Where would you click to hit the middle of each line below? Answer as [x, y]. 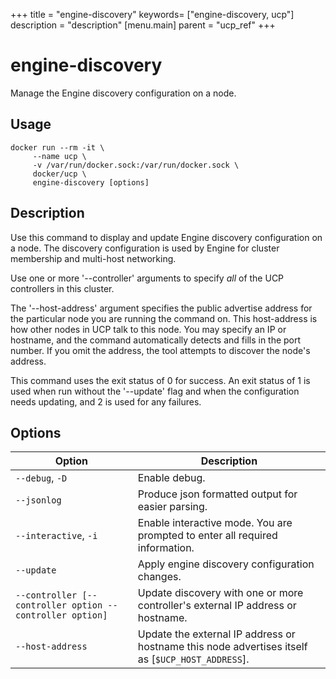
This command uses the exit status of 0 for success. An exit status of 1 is [160, 380]
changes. [159, 577]
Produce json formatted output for [217, 494]
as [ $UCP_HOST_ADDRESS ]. [193, 659]
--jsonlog [38, 500]
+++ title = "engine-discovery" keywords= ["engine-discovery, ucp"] [152, 14]
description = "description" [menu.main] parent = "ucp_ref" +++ [143, 25]
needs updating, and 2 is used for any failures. [106, 401]
